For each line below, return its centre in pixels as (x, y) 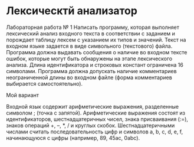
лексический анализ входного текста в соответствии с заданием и (91, 33)
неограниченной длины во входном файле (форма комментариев (89, 77)
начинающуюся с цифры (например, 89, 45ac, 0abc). (73, 138)
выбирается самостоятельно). (45, 83)
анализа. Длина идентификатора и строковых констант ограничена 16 (95, 65)
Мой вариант (23, 95)
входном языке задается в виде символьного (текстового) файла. (89, 46)
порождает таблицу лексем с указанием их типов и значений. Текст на (96, 40)
